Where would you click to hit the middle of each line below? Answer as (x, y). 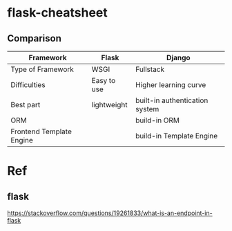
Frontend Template (41, 131)
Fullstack (150, 69)
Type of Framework (42, 69)
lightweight (109, 105)
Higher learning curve (171, 85)
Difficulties (28, 85)
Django (179, 58)
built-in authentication (172, 100)
